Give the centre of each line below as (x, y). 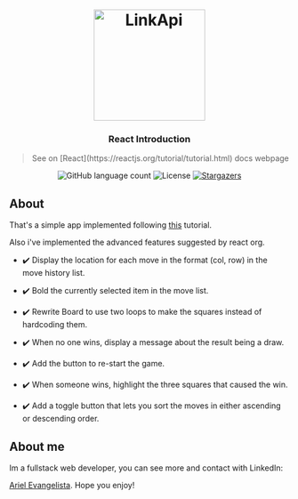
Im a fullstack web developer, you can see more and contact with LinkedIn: (146, 468)
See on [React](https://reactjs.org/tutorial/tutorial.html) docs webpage (161, 158)
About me (37, 446)
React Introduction (149, 140)
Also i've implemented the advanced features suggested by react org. (137, 242)
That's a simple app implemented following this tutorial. (110, 225)
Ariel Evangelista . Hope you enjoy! (72, 486)
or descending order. (60, 419)
